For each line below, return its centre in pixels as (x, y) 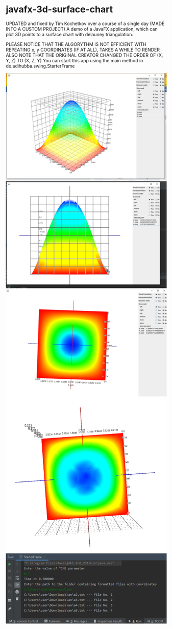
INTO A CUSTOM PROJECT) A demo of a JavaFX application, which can (82, 29)
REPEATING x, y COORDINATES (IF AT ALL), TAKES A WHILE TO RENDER (83, 50)
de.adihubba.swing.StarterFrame (40, 66)
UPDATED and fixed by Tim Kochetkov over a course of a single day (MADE (85, 23)
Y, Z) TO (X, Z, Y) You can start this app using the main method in (75, 60)
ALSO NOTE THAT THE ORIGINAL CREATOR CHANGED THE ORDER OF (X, (84, 55)
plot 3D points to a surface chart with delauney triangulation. (69, 34)
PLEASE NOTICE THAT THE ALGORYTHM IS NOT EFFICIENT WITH (76, 44)
